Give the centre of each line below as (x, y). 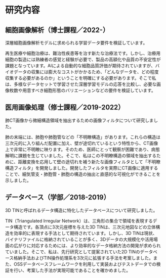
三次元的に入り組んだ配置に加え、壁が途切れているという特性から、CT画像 (82, 143)
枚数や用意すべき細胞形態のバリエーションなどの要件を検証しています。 (82, 90)
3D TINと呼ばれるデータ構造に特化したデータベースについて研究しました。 (81, 210)
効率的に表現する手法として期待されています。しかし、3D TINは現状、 (85, 233)
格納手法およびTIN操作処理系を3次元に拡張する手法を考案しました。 (83, 258)
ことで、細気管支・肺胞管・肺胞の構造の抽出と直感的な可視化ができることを (83, 174)
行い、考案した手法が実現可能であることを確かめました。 (72, 270)
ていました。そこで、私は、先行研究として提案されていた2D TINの (73, 252)
